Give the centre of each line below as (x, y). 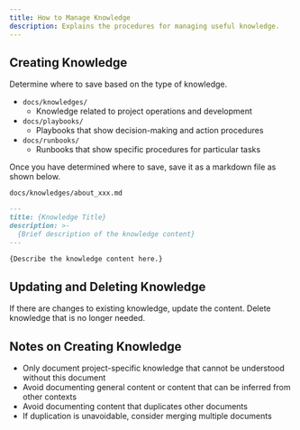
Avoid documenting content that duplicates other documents (135, 407)
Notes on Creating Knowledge (95, 347)
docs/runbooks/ (51, 141)
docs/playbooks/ (53, 122)
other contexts (50, 397)
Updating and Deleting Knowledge (108, 286)
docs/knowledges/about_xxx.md (66, 193)
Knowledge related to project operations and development (144, 111)
